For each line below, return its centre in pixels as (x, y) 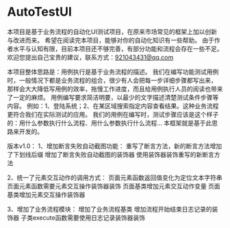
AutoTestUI (39, 12)
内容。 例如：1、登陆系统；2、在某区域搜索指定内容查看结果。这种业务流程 (113, 106)
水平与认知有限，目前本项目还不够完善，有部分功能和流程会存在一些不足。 (118, 48)
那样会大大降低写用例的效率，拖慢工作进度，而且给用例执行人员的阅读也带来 (115, 89)
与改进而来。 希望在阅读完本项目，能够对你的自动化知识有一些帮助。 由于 (111, 40)
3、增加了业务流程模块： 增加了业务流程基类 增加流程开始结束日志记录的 (110, 209)
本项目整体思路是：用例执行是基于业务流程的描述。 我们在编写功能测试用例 (113, 72)
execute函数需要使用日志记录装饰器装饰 (89, 217)
